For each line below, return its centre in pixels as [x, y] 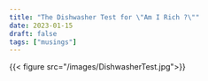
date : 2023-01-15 [41, 26]
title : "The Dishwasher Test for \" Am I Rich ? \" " [104, 17]
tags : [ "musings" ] [43, 42]
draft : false [33, 33]
